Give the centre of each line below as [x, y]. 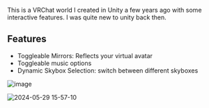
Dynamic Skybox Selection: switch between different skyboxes [108, 70]
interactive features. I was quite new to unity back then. [87, 17]
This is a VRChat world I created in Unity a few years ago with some [104, 10]
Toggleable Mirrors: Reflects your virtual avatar [85, 55]
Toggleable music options [54, 63]
